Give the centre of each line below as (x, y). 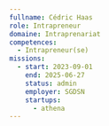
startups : (43, 100)
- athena (49, 108)
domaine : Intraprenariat (55, 34)
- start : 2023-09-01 (55, 67)
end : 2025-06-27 (55, 75)
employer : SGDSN (55, 91)
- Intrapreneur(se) (53, 51)
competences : (33, 42)
